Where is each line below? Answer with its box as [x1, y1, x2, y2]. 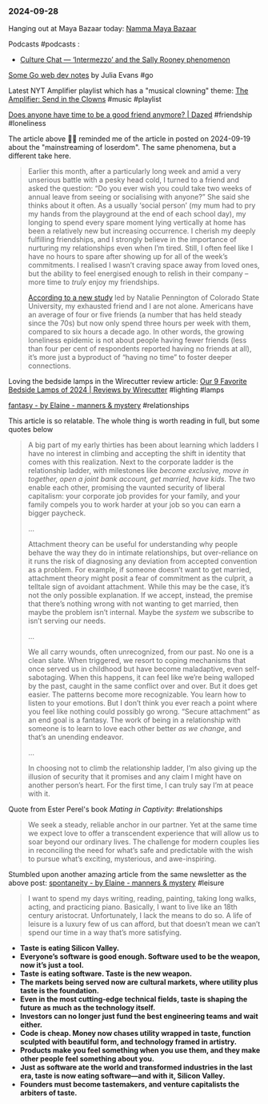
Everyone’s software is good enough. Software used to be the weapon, [19, 952, 261, 961]
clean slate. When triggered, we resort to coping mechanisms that [27, 656, 246, 665]
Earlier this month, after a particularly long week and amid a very [27, 167, 242, 176]
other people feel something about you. [19, 1054, 154, 1064]
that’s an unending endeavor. [27, 732, 124, 742]
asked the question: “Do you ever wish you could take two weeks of [27, 184, 252, 193]
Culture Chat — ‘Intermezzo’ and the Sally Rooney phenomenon [19, 55, 230, 65]
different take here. [8, 151, 72, 161]
